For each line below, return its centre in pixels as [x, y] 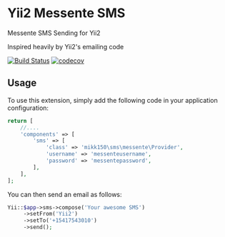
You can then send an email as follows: [65, 194]
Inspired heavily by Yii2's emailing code [66, 46]
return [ [20, 121]
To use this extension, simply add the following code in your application [112, 100]
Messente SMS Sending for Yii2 [54, 33]
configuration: [28, 108]
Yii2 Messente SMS [66, 13]
